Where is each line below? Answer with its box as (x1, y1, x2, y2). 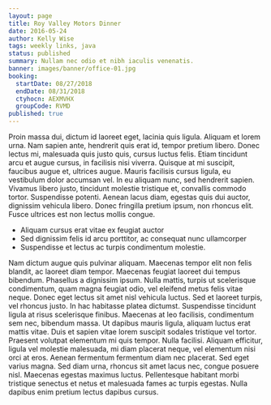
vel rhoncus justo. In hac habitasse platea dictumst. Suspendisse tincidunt (8, 301, 256, 310)
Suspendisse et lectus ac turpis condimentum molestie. (19, 242, 206, 252)
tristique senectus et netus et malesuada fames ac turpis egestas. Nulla (8, 378, 248, 388)
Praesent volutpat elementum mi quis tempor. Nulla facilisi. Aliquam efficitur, (8, 335, 264, 345)
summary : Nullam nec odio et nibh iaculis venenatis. (8, 58, 195, 66)
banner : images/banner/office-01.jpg (8, 65, 136, 73)
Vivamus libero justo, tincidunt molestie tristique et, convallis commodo (8, 184, 247, 193)
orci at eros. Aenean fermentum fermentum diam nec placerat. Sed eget (8, 353, 250, 362)
